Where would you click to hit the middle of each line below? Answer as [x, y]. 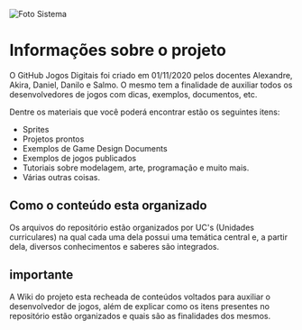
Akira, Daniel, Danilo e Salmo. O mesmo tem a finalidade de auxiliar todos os [151, 85]
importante [41, 275]
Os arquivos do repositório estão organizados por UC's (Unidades [132, 227]
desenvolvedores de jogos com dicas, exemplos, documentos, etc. [133, 94]
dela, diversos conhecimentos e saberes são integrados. [114, 246]
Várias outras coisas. [61, 177]
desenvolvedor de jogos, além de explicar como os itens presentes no [140, 306]
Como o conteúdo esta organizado [108, 206]
